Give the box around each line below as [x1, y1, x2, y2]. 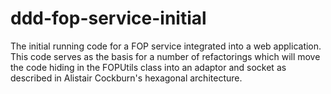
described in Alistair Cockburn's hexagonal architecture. [10, 72, 243, 84]
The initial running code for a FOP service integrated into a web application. [10, 40, 322, 52]
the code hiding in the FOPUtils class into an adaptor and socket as [10, 61, 287, 73]
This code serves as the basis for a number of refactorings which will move [10, 50, 321, 62]
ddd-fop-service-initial [10, 7, 207, 30]
